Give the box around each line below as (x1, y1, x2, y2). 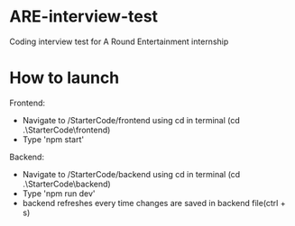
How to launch (9, 68, 120, 88)
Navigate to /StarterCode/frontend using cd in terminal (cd (22, 114, 241, 125)
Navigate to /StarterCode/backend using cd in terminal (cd (22, 168, 241, 179)
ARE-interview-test (9, 6, 159, 27)
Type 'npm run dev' (22, 187, 97, 199)
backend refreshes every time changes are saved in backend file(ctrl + (22, 197, 286, 208)
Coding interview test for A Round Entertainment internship (9, 36, 229, 47)
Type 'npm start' (22, 133, 84, 145)
